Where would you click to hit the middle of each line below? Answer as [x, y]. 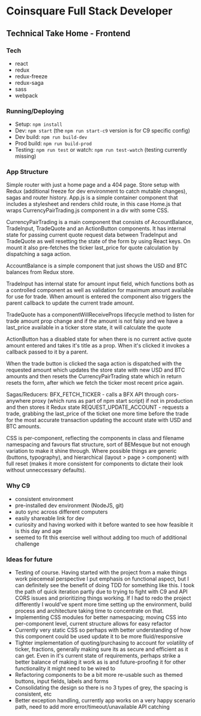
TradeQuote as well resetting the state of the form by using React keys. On [98, 241]
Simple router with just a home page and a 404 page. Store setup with [93, 185]
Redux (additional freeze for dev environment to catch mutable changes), [97, 191]
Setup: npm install [39, 124]
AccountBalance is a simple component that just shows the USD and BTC [97, 266]
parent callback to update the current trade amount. [70, 303]
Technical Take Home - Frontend [68, 33]
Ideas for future [29, 559]
